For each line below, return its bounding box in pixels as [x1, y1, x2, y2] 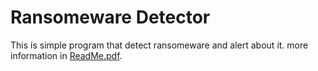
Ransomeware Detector [10, 6, 211, 29]
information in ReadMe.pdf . [10, 49, 123, 61]
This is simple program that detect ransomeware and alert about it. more [10, 39, 309, 51]
